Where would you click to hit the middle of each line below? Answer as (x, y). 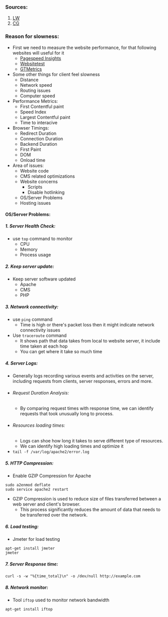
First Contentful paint (42, 106)
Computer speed (37, 96)
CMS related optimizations (48, 176)
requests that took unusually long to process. (67, 414)
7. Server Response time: (32, 564)
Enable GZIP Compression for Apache (52, 476)
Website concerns (39, 181)
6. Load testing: (22, 527)
